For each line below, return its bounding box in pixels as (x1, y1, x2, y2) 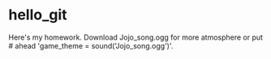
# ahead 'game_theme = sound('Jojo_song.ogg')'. (8, 40, 174, 50)
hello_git (8, 6, 67, 24)
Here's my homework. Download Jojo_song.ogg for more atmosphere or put (8, 32, 264, 42)
